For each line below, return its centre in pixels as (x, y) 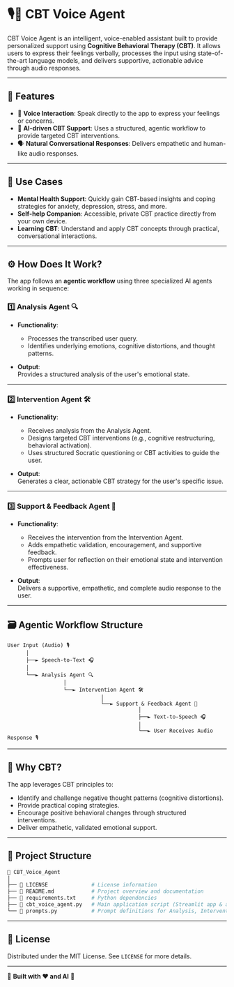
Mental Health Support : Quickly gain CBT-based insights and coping (116, 199)
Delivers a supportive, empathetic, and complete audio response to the (119, 588)
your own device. (42, 221)
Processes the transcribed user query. (83, 338)
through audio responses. (44, 68)
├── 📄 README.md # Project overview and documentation (106, 891)
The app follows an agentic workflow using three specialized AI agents (110, 281)
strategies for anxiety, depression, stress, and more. (92, 206)
